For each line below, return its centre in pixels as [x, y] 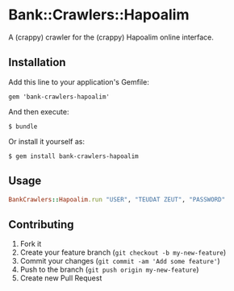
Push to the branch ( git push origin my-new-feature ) [109, 270]
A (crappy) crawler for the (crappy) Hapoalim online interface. [111, 37]
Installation [37, 62]
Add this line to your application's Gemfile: [79, 81]
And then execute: [39, 111]
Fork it [31, 244]
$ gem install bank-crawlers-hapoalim [73, 156]
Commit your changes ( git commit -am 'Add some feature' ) [120, 261]
